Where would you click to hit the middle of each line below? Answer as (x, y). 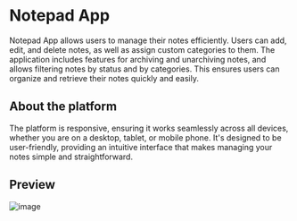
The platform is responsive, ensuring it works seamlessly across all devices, (149, 128)
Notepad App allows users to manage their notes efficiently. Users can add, (148, 40)
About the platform (63, 107)
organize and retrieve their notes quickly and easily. (104, 78)
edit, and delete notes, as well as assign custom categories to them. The (142, 49)
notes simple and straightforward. (71, 157)
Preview (33, 185)
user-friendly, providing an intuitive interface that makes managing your (141, 147)
